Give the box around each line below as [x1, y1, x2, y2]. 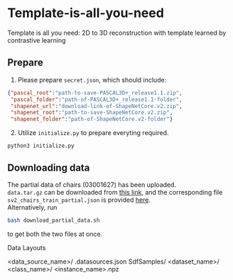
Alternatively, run [7, 203, 58, 211]
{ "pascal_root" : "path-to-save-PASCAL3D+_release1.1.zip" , [7, 89, 183, 97]
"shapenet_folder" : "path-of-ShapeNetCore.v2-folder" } [10, 116, 173, 123]
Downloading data [7, 161, 90, 173]
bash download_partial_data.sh [7, 217, 100, 224]
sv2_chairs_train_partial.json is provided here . [7, 195, 151, 204]
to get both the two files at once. [7, 230, 103, 238]
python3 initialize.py [7, 142, 75, 150]
